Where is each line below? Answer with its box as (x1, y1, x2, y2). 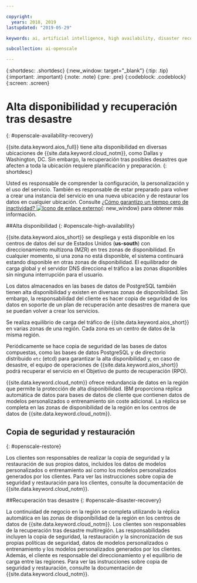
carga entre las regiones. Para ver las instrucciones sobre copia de (6, 558, 168, 565)
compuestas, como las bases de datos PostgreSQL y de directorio (6, 349, 166, 356)
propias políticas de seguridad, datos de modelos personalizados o (6, 539, 168, 546)
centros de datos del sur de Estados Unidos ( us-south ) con (6, 240, 151, 247)
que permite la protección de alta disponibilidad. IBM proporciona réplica (6, 385, 182, 392)
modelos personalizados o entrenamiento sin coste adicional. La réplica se (6, 397, 186, 405)
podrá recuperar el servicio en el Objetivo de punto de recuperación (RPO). (6, 368, 188, 375)
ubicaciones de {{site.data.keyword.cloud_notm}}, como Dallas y (6, 150, 163, 157)
